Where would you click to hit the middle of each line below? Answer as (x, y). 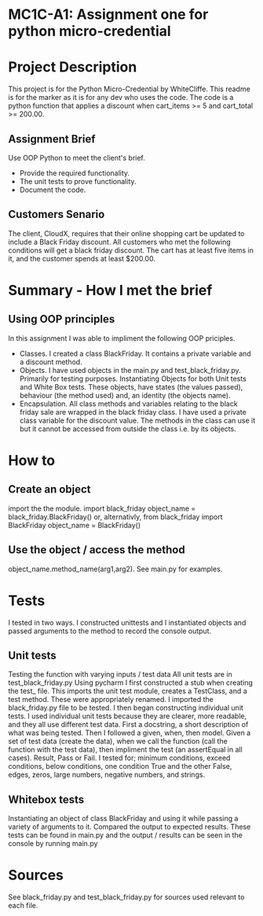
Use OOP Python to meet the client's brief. (77, 157)
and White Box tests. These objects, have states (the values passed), (131, 386)
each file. (23, 906)
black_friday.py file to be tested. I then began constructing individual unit (126, 708)
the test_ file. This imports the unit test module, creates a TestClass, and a (128, 691)
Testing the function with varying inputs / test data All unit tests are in (121, 674)
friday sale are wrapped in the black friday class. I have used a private (133, 412)
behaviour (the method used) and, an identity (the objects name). (125, 395)
